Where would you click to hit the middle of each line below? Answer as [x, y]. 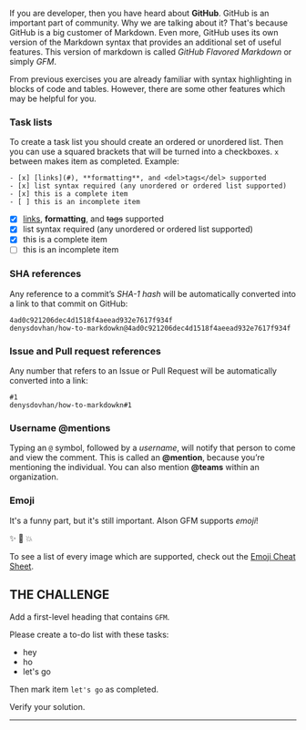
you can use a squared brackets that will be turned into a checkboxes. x [144, 152]
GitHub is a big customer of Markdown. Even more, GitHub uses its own [144, 32]
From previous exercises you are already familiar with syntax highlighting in [151, 79]
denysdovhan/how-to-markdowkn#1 [71, 406]
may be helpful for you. [53, 98]
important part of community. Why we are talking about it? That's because [149, 23]
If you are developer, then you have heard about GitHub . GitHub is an [139, 13]
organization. [34, 477]
